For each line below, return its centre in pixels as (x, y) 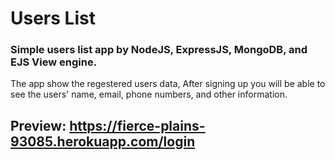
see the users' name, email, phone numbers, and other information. (149, 94)
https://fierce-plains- (137, 125)
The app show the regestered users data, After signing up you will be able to (168, 84)
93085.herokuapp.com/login (103, 141)
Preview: (38, 125)
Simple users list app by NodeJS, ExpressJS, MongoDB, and (159, 50)
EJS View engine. (54, 62)
